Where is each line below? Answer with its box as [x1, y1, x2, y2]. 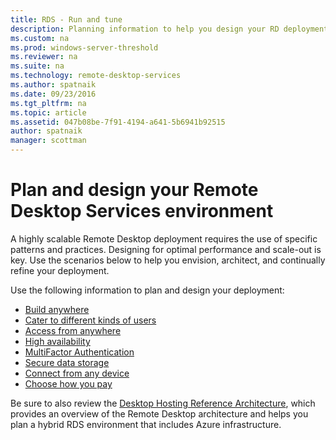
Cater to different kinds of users [24, 314, 157, 326]
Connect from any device [24, 367, 130, 379]
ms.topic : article [10, 107, 87, 118]
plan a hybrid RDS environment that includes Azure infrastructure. [10, 418, 282, 430]
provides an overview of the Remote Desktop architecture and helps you [10, 407, 309, 420]
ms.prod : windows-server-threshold [10, 42, 159, 53]
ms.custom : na [10, 33, 70, 43]
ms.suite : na [10, 61, 65, 71]
